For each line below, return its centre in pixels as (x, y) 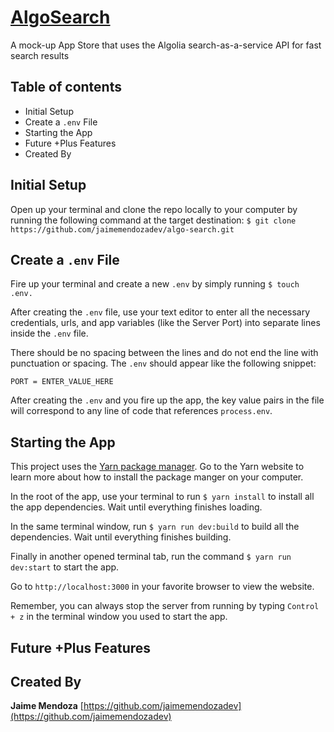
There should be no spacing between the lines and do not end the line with (164, 353)
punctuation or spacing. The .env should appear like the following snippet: (163, 363)
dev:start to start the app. (65, 567)
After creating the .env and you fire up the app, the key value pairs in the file (167, 400)
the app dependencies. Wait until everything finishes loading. (136, 507)
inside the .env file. (49, 333)
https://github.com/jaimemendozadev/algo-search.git (122, 229)
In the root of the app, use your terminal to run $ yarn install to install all (162, 497)
